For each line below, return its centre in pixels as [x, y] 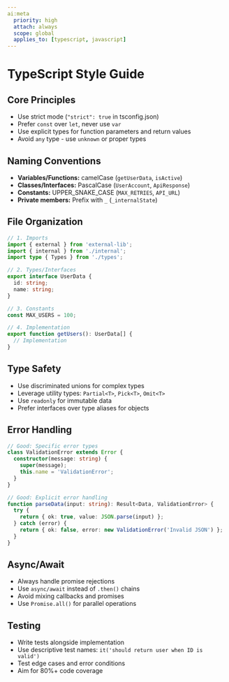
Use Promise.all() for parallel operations [77, 604]
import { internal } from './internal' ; [67, 251]
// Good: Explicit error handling [58, 497]
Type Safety [34, 369]
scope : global [34, 33]
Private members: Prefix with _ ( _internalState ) [88, 200]
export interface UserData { [50, 276]
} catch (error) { [40, 524]
